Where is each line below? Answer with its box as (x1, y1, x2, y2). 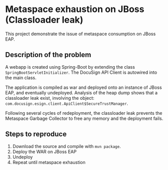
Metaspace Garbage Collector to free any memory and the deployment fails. (5, 115, 163, 121)
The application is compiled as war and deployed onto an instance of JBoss (5, 84, 162, 90)
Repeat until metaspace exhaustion (12, 159, 86, 165)
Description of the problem (5, 51, 92, 59)
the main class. (5, 74, 37, 81)
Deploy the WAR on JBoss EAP (12, 148, 77, 154)
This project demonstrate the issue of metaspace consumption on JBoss (5, 31, 156, 37)
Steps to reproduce (5, 130, 67, 138)
